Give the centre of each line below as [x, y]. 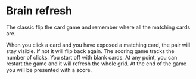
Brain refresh [39, 11]
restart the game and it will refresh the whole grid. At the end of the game [96, 64]
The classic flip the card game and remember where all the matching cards [98, 27]
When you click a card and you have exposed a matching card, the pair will [98, 45]
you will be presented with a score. [49, 70]
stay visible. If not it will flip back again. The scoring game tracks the [90, 51]
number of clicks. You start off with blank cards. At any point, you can [92, 57]
